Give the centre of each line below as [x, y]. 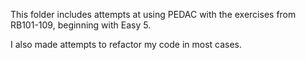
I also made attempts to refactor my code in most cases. [126, 44]
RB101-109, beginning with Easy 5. [81, 25]
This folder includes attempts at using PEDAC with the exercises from [153, 14]
